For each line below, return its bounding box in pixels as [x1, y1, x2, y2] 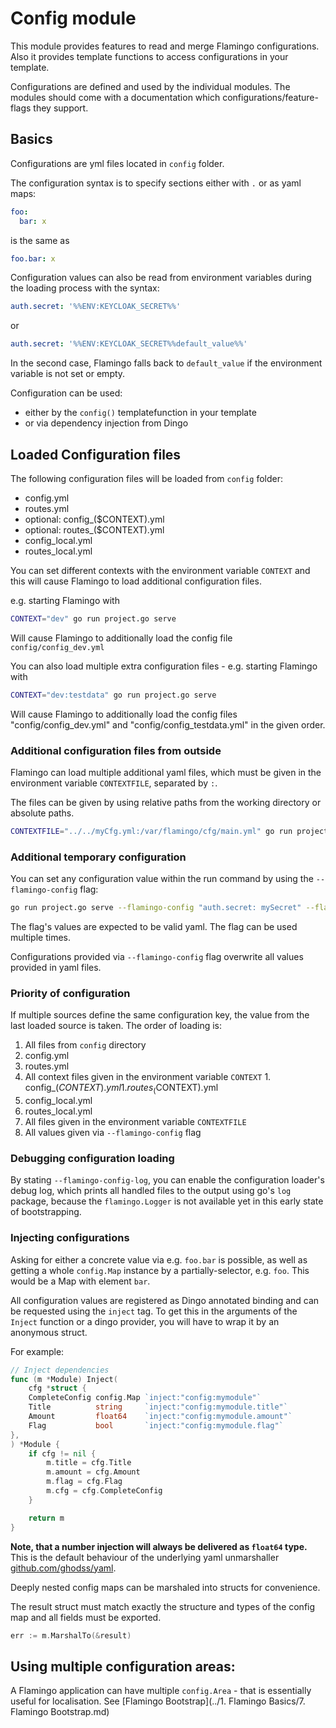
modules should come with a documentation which [10, 91, 221, 103]
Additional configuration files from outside [10, 743, 222, 757]
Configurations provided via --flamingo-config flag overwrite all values [10, 951, 304, 963]
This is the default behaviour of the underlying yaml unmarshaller [10, 1551, 280, 1563]
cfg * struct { [28, 1383, 87, 1394]
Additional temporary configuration [10, 850, 187, 864]
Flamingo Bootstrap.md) [10, 1706, 110, 1718]
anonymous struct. [10, 1326, 88, 1338]
